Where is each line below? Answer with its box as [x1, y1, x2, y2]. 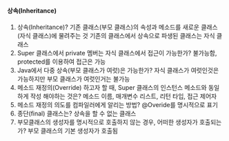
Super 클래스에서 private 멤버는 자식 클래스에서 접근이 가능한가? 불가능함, [17, 49, 217, 57]
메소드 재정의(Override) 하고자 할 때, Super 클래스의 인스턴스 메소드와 [17, 84, 207, 92]
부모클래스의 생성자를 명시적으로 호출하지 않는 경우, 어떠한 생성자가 [17, 118, 198, 126]
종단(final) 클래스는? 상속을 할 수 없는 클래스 [17, 109, 137, 117]
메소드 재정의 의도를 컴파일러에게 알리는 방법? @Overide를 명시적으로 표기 [17, 101, 219, 109]
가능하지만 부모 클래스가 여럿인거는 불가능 [17, 75, 130, 83]
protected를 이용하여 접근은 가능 [17, 57, 106, 66]
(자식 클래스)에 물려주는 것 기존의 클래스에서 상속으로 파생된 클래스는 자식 [17, 32, 215, 40]
